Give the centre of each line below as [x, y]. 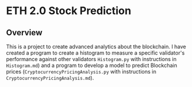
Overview [24, 33]
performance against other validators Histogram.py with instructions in [91, 59]
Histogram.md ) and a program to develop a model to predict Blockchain [92, 65]
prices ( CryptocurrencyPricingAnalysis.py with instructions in [81, 71]
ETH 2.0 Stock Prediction [69, 11]
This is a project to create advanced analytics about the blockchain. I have [96, 46]
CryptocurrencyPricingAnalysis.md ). [50, 78]
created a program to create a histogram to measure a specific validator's [95, 53]
